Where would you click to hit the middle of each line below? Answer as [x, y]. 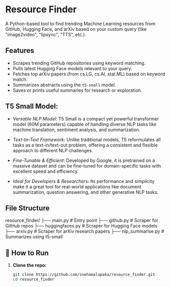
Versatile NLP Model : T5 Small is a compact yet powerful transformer [86, 118]
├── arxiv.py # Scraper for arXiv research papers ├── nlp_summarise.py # [85, 231]
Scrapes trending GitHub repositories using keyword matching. [79, 63]
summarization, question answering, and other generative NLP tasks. [86, 192]
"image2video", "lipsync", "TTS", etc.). [46, 34]
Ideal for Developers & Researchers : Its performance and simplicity [83, 181]
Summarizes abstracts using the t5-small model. [64, 85]
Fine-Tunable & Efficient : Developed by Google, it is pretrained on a [84, 160]
